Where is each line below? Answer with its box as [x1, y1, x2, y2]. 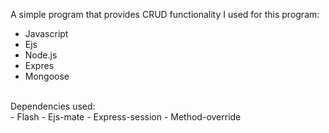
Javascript [24, 28, 69, 39]
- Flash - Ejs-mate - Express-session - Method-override [10, 111, 242, 123]
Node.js [24, 49, 58, 61]
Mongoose [24, 70, 70, 82]
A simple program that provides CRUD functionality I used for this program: [10, 9, 320, 20]
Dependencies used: [10, 100, 96, 112]
